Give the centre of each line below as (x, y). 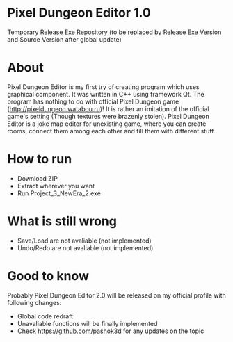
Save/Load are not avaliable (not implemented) (84, 241)
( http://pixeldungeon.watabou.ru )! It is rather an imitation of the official (108, 108)
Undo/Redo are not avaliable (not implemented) (85, 247)
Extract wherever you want (56, 186)
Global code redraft (45, 316)
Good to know (48, 276)
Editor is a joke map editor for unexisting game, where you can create (107, 124)
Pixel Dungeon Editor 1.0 (79, 13)
